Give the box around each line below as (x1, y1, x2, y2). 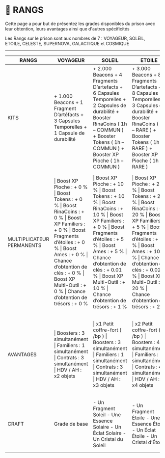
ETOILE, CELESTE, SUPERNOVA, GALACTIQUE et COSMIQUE (5, 40, 129, 46)
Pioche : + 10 (93, 180, 124, 187)
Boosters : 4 (132, 339, 160, 346)
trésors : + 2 (132, 303, 161, 310)
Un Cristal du (93, 435, 123, 442)
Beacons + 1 (54, 99, 83, 106)
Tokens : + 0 (54, 196, 82, 203)
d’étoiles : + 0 (54, 239, 85, 245)
